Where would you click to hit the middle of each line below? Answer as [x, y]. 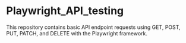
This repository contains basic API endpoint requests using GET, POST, [93, 27]
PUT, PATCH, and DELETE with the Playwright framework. [77, 33]
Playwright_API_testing [65, 11]
